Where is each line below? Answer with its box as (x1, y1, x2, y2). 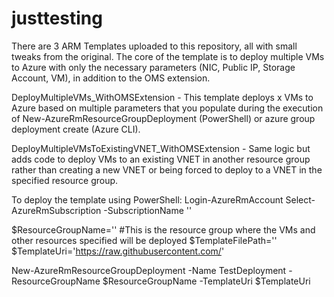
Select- (285, 193, 316, 206)
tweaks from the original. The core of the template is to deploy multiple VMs (11, 50, 325, 62)
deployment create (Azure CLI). (11, 123, 141, 135)
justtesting (11, 7, 103, 30)
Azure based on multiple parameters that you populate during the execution (11, 102, 324, 114)
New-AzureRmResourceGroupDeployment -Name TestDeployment (11, 264, 287, 276)
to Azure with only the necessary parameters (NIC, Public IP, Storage (11, 61, 296, 73)
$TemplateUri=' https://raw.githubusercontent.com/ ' (11, 245, 225, 257)
